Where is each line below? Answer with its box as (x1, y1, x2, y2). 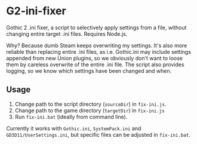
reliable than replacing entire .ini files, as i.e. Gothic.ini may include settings (6, 48, 192, 55)
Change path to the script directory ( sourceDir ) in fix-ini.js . (14, 100, 167, 108)
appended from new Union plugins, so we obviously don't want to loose (6, 54, 183, 62)
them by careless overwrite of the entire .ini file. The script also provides (6, 61, 184, 68)
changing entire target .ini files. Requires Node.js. (6, 30, 128, 37)
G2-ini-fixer (6, 4, 67, 18)
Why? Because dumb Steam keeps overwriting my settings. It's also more (6, 42, 187, 49)
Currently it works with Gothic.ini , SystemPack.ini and (6, 124, 141, 132)
